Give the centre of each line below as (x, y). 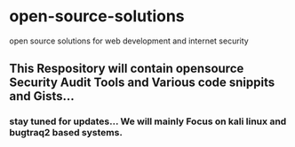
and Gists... (42, 96)
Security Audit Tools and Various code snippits (142, 83)
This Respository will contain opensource (127, 69)
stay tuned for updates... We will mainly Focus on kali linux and (148, 121)
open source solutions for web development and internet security (129, 41)
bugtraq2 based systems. (66, 133)
